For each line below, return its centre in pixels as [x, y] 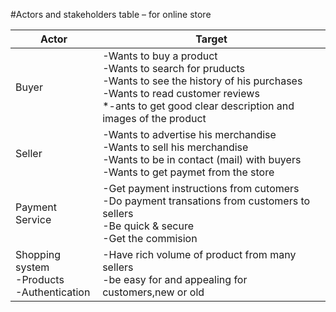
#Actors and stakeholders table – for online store [111, 14]
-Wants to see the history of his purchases [202, 81]
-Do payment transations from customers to [206, 201]
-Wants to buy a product [160, 56]
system [32, 267]
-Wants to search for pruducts [174, 68]
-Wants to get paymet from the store [188, 172]
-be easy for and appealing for [175, 279]
